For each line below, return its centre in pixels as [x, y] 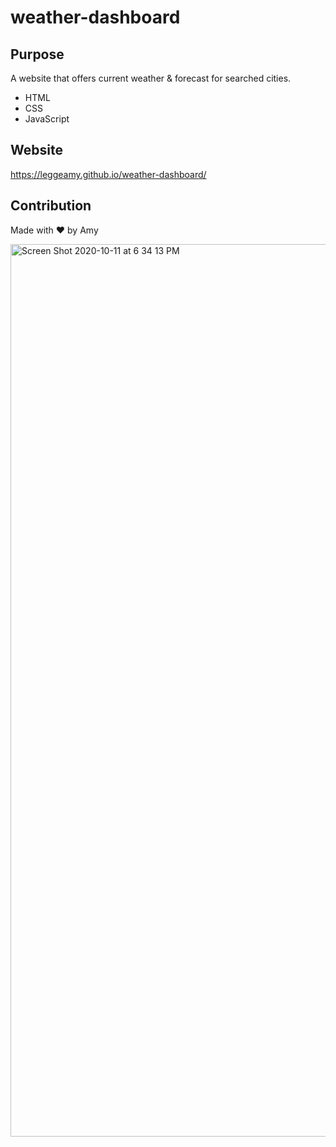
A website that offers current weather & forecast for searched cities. [151, 78]
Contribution [51, 206]
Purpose [37, 54]
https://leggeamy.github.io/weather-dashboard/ [108, 174]
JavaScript [47, 119]
